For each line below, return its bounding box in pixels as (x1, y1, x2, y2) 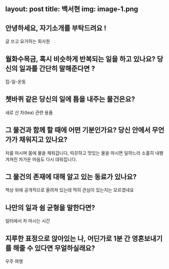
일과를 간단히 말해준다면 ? (19, 64, 95, 73)
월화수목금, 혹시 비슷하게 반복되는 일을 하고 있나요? (5, 55, 156, 63)
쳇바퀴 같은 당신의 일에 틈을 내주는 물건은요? (5, 95, 136, 103)
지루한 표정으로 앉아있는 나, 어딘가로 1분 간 (5, 234, 130, 243)
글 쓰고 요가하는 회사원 (5, 38, 50, 44)
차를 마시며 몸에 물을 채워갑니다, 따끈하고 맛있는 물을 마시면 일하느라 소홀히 (5, 150, 154, 156)
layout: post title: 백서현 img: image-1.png (5, 5, 139, 14)
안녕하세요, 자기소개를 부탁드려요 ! (5, 23, 107, 32)
